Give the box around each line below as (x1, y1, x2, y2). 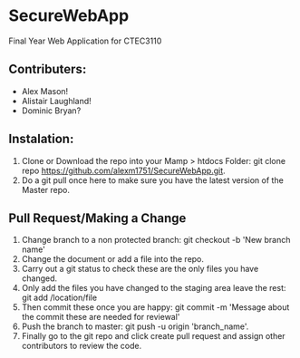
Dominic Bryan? (21, 105, 82, 116)
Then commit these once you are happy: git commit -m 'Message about (21, 302, 290, 313)
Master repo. (21, 184, 70, 195)
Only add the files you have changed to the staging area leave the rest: (21, 283, 286, 294)
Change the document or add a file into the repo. (21, 254, 205, 265)
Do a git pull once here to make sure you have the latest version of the (21, 174, 285, 186)
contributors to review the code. (21, 341, 142, 352)
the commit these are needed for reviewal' (21, 312, 180, 323)
